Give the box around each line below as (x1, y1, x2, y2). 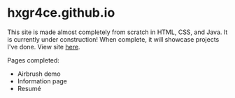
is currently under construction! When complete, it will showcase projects (7, 35, 220, 43)
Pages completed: (7, 56, 59, 64)
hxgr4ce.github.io (7, 5, 115, 21)
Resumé (17, 84, 41, 92)
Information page (17, 76, 68, 85)
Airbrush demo (17, 70, 61, 78)
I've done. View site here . (7, 42, 80, 51)
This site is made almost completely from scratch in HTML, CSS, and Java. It (7, 28, 228, 36)
